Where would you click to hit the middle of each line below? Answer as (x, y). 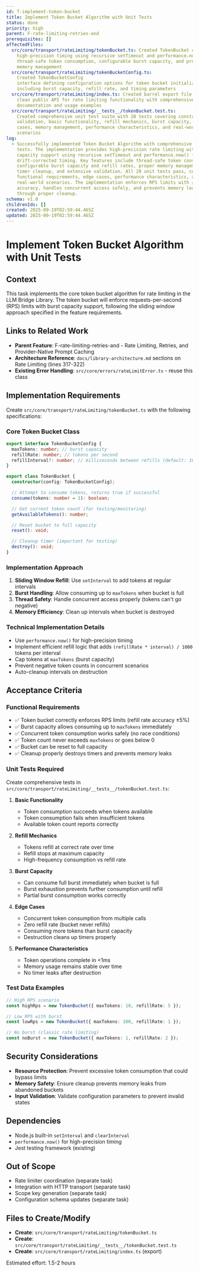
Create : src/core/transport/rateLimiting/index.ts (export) (88, 1251)
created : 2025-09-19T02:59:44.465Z (50, 210)
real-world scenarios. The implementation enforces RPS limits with (103, 183)
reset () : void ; (30, 531)
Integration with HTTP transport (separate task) (73, 1187)
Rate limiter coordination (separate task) (64, 1181)
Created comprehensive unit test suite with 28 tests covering (97, 116)
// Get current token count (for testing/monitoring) (79, 509)
